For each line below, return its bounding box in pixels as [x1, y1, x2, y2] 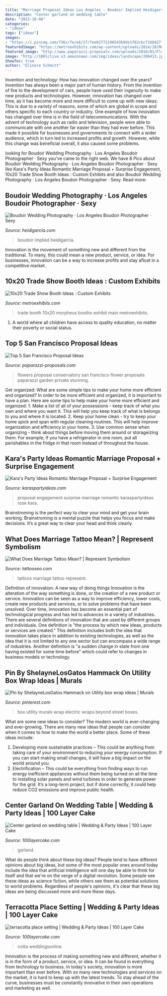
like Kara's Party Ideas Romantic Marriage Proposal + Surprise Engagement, [5, 166, 162, 172]
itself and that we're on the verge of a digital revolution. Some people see [5, 873, 156, 879]
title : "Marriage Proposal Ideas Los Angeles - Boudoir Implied [5, 7, 141, 12]
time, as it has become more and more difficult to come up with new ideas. [5, 98, 158, 104]
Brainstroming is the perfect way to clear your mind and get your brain [5, 510, 149, 516]
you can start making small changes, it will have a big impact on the [12, 755, 151, 761]
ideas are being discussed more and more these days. [5, 888, 116, 895]
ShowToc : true [5, 58, 35, 63]
